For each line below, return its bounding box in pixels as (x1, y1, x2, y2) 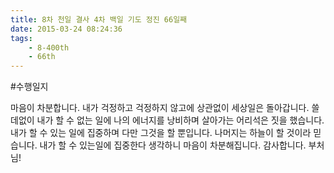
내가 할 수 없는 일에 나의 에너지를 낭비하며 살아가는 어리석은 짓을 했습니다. (36, 114, 325, 126)
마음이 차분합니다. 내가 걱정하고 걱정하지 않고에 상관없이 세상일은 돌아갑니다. (10, 102, 310, 114)
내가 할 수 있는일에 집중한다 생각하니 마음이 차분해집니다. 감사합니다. (39, 139, 307, 151)
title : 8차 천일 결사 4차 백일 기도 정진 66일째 (10, 14, 188, 25)
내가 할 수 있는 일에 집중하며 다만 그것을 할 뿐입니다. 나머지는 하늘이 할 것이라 (10, 127, 312, 139)
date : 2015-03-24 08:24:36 (10, 24, 123, 34)
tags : (10, 33, 33, 43)
